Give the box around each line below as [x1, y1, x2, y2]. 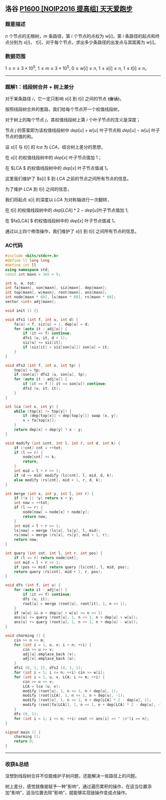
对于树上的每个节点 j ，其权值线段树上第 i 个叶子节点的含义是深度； [5, 116, 141, 122]
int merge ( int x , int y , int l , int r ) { [5, 491, 94, 496]
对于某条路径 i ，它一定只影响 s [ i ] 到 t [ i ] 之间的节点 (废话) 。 [5, 96, 124, 102]
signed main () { [5, 730, 41, 735]
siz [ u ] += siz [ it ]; [23, 340, 63, 345]
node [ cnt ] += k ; [23, 455, 56, 459]
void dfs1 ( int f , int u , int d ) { [5, 317, 79, 322]
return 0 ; [14, 739, 35, 744]
